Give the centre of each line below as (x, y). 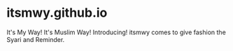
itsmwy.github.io (57, 13)
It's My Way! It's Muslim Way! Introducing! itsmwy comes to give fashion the (116, 32)
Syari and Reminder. (36, 39)
